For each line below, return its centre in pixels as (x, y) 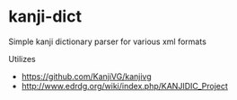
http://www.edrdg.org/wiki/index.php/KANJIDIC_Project (124, 86)
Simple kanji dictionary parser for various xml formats (108, 41)
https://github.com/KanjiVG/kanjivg (86, 76)
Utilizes (22, 59)
